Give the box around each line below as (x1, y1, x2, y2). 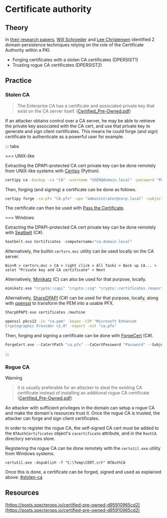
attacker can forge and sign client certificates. (5, 415, 99, 421)
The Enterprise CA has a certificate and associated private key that (17, 103, 155, 109)
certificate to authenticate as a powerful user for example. (5, 133, 124, 139)
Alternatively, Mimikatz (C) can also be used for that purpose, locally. (5, 276, 147, 282)
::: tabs (5, 143, 19, 149)
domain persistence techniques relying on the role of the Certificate (5, 42, 144, 48)
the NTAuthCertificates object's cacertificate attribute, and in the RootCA (5, 430, 157, 436)
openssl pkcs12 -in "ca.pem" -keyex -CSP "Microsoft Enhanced (5, 319, 137, 324)
